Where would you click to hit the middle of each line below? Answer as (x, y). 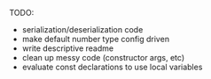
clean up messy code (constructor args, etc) (103, 57)
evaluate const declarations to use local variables (112, 67)
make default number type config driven (96, 39)
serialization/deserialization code (82, 29)
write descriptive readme (67, 48)
